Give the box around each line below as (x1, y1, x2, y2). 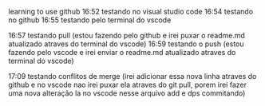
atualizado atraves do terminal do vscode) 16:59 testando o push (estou (8, 39, 245, 49)
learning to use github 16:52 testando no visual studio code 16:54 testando (8, 7, 254, 16)
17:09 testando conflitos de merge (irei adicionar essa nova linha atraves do (8, 72, 257, 80)
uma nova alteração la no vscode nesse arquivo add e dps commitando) (8, 88, 246, 98)
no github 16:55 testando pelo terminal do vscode (8, 15, 172, 25)
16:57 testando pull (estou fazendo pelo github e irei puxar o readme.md (8, 31, 246, 40)
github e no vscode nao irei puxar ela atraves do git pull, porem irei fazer (8, 80, 247, 89)
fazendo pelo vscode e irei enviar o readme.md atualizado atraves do (8, 48, 236, 57)
